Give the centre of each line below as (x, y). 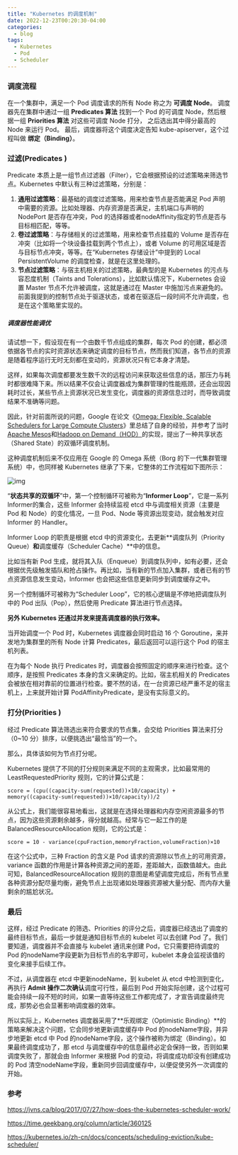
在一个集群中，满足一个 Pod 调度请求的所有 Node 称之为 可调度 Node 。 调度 (119, 103)
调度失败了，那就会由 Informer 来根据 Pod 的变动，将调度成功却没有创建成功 (119, 1056)
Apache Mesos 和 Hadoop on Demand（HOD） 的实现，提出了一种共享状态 (115, 434)
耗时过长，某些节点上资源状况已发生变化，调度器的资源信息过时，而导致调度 (119, 393)
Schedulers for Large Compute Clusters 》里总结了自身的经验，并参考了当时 (118, 425)
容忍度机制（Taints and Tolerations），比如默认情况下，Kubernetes (115, 279)
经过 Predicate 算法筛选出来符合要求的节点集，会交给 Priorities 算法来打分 (115, 729)
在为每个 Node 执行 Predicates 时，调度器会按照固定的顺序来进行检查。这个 (118, 666)
